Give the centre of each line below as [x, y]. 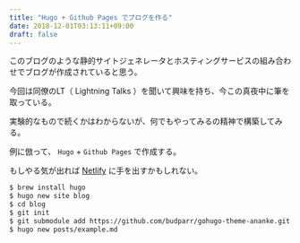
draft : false [34, 34]
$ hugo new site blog [50, 196]
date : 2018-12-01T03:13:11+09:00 [72, 26]
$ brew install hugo [48, 188]
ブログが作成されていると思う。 [83, 72]
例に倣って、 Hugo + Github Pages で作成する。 [95, 152]
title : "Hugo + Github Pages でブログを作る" [91, 17]
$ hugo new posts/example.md [64, 230]
